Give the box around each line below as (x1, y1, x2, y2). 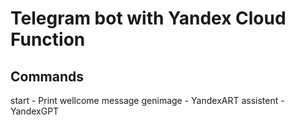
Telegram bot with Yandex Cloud (10, 7, 287, 30)
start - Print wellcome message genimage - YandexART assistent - (10, 95, 285, 106)
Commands (10, 68, 85, 85)
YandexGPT (10, 105, 60, 117)
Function (10, 28, 86, 51)
